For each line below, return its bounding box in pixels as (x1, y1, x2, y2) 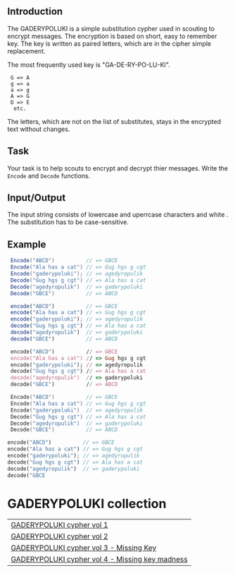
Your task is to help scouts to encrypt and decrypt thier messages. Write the (7, 164, 229, 172)
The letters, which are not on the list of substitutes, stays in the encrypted (7, 117, 222, 125)
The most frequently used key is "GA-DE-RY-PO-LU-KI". (7, 60, 170, 69)
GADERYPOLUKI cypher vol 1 (11, 520, 108, 530)
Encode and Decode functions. (7, 171, 91, 180)
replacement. (7, 47, 46, 55)
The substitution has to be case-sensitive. (7, 218, 129, 226)
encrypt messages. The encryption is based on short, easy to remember (7, 32, 217, 40)
